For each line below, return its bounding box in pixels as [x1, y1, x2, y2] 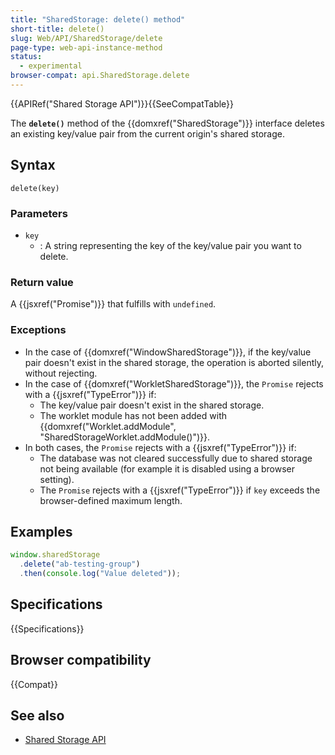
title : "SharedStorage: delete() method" [10, 14, 186, 25]
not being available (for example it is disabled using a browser [39, 462, 296, 475]
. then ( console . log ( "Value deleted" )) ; [19, 569, 182, 579]
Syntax [10, 157, 56, 174]
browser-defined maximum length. [39, 494, 183, 506]
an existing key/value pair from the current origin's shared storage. [10, 127, 285, 140]
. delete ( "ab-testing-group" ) [19, 559, 141, 570]
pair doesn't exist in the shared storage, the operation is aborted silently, [24, 356, 325, 368]
